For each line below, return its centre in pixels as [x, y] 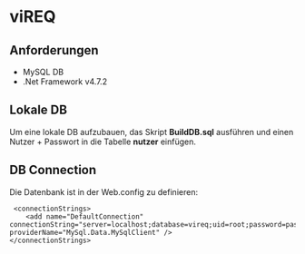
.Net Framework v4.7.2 [64, 82]
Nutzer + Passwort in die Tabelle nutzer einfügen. [103, 142]
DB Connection [53, 170]
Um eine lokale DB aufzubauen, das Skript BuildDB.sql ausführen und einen [152, 132]
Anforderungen [54, 50]
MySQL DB [43, 72]
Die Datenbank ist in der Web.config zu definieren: [103, 191]
